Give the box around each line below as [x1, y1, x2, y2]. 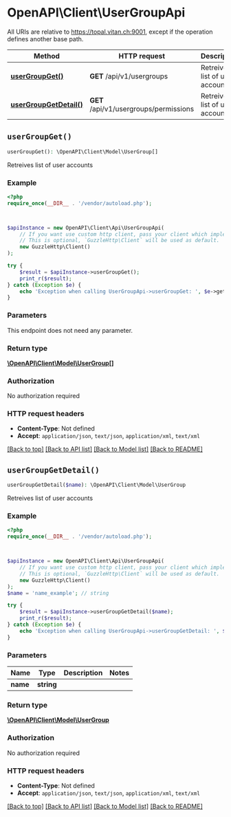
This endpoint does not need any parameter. [7, 326, 133, 334]
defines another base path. [7, 34, 84, 43]
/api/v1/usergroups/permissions [89, 104, 195, 113]
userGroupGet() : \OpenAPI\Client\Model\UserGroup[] [7, 148, 158, 155]
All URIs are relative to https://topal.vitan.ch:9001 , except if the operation [7, 28, 213, 36]
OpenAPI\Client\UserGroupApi [7, 5, 186, 21]
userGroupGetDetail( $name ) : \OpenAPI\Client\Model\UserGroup [7, 481, 186, 489]
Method [33, 51, 60, 61]
